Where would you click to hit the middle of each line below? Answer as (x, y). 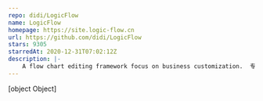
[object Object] (32, 88)
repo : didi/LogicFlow (43, 15)
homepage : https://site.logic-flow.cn (71, 30)
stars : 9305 (27, 45)
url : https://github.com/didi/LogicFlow (75, 37)
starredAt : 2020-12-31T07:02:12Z (63, 52)
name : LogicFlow (34, 23)
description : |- (34, 60)
